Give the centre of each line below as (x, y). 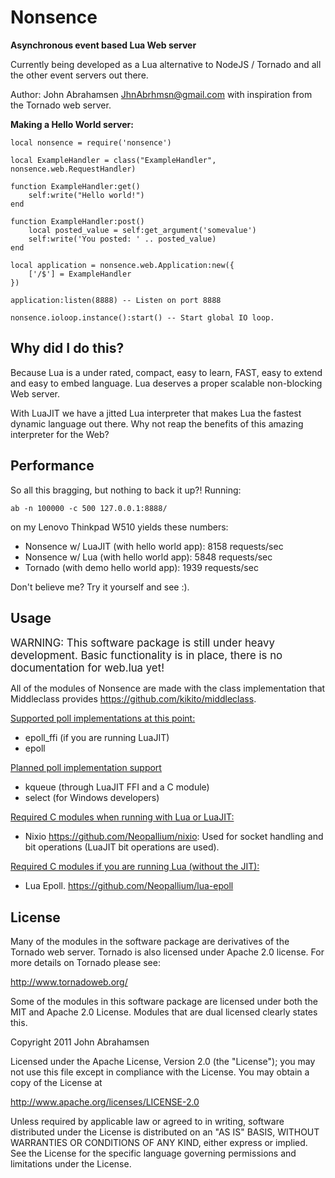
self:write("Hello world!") (86, 195)
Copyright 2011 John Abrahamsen (80, 1042)
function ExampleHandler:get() (75, 186)
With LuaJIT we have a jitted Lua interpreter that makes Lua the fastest (156, 413)
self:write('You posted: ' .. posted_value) (122, 239)
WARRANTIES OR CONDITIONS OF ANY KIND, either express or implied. (159, 1143)
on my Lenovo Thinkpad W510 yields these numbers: (119, 527)
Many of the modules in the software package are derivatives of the (150, 942)
